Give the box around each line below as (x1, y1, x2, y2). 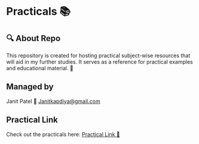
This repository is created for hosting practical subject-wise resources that (6, 52, 191, 59)
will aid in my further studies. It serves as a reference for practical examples (6, 58, 193, 65)
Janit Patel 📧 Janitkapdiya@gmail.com (6, 98, 100, 105)
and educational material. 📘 (6, 65, 74, 71)
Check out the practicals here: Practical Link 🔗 (6, 130, 121, 137)
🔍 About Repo (6, 33, 61, 43)
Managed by (6, 82, 54, 92)
